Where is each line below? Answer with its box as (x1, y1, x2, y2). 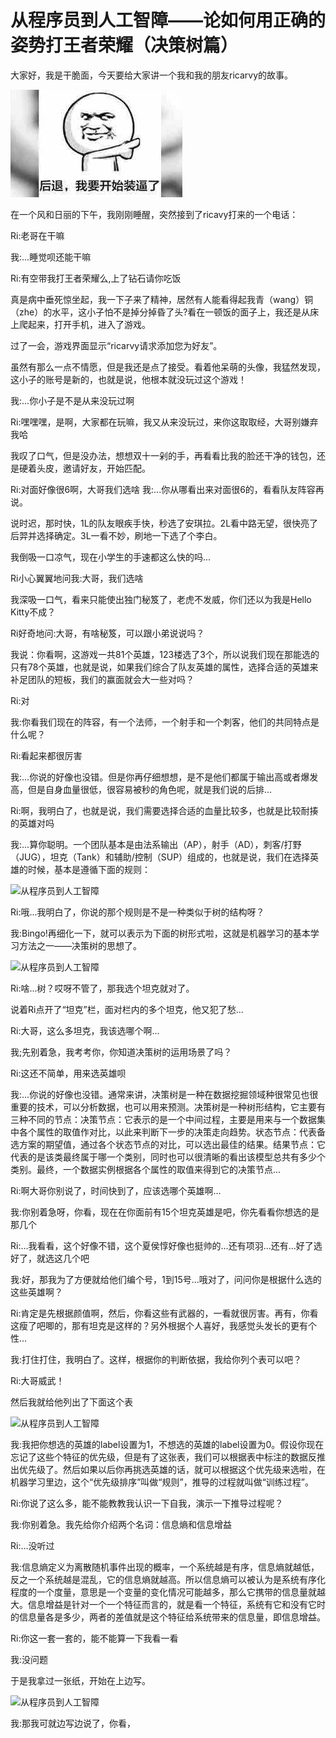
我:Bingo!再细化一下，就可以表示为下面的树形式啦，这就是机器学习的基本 (10, 927, 311, 939)
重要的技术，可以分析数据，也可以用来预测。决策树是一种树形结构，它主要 (10, 1101, 317, 1113)
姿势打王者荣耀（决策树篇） (10, 34, 239, 57)
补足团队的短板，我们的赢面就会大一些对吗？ (10, 673, 195, 685)
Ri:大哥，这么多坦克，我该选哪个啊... (10, 1024, 160, 1036)
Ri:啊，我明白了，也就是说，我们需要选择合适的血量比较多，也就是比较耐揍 (10, 804, 319, 816)
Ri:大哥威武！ (10, 1374, 65, 1386)
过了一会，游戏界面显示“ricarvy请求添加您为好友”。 (10, 339, 223, 351)
